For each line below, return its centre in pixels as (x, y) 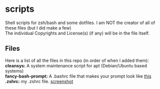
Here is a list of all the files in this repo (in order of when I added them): (77, 60)
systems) (14, 71)
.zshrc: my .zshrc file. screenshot (39, 81)
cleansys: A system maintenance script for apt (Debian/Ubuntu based (76, 65)
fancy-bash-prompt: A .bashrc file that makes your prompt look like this (78, 76)
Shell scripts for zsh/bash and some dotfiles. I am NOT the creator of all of (80, 23)
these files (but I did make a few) (38, 28)
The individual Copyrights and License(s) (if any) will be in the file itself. (77, 33)
